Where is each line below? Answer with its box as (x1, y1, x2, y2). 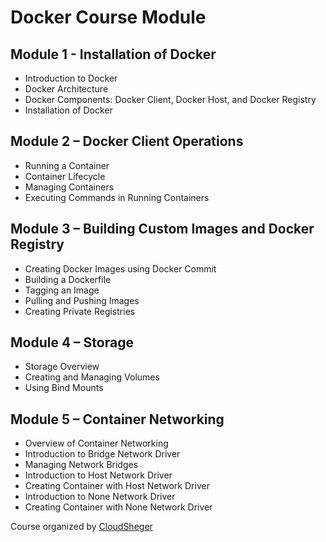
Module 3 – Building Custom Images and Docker (10, 221, 315, 238)
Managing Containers (24, 181, 115, 193)
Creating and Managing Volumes (24, 371, 160, 383)
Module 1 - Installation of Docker (10, 46, 217, 63)
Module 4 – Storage (10, 334, 134, 351)
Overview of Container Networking (24, 437, 169, 450)
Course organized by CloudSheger (10, 521, 153, 533)
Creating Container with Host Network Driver (24, 480, 210, 492)
